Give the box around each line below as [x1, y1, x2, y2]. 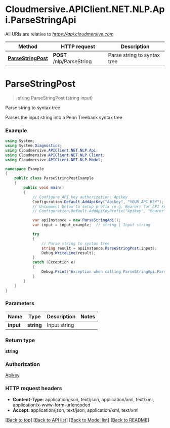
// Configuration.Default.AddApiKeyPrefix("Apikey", [32, 209, 146, 214]
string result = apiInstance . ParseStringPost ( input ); [41, 246, 157, 251]
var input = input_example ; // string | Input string [32, 222, 151, 228]
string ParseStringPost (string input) [17, 94, 93, 101]
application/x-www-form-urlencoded [12, 402, 91, 408]
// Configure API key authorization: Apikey [32, 195, 128, 200]
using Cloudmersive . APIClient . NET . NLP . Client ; [5, 153, 105, 158]
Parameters [5, 300, 34, 307]
